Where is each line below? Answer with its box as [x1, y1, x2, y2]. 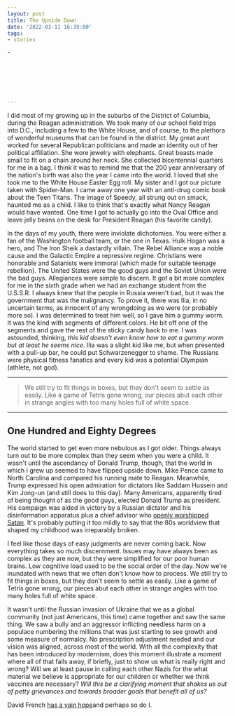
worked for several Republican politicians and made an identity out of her [7, 141, 218, 149]
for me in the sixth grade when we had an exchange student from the [7, 281, 207, 290]
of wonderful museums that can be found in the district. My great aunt [7, 134, 210, 142]
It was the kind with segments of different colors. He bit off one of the [7, 318, 208, 327]
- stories [7, 36, 36, 43]
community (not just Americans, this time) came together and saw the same [7, 612, 226, 621]
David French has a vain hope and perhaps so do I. [7, 701, 152, 709]
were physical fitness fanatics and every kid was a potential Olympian [7, 356, 208, 364]
